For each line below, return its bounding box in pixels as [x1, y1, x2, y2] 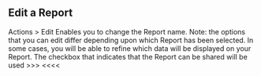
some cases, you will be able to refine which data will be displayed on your [8, 43, 252, 53]
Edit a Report [8, 6, 73, 20]
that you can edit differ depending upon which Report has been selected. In [8, 35, 254, 45]
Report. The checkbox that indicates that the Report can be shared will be [8, 52, 248, 61]
